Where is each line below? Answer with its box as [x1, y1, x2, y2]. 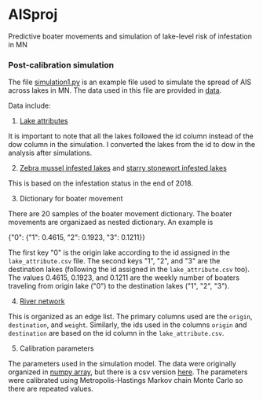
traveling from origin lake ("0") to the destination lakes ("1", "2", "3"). [8, 281, 230, 291]
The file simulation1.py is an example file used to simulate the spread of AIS [8, 77, 252, 87]
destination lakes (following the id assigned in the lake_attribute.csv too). [8, 265, 250, 274]
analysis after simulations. [8, 148, 93, 158]
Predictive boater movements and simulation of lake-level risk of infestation [8, 31, 253, 41]
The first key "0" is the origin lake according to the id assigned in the [8, 248, 230, 257]
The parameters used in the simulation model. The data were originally [8, 359, 237, 369]
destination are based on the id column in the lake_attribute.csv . [8, 329, 225, 338]
